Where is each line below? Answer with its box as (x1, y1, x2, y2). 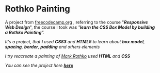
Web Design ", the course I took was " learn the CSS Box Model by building (5, 24, 155, 30)
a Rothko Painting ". (5, 29, 45, 35)
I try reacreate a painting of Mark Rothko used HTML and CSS (5, 53, 130, 59)
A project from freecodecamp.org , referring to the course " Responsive (5, 19, 148, 25)
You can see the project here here (5, 62, 74, 68)
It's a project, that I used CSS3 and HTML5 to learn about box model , (5, 38, 145, 44)
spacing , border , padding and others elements (5, 44, 100, 49)
